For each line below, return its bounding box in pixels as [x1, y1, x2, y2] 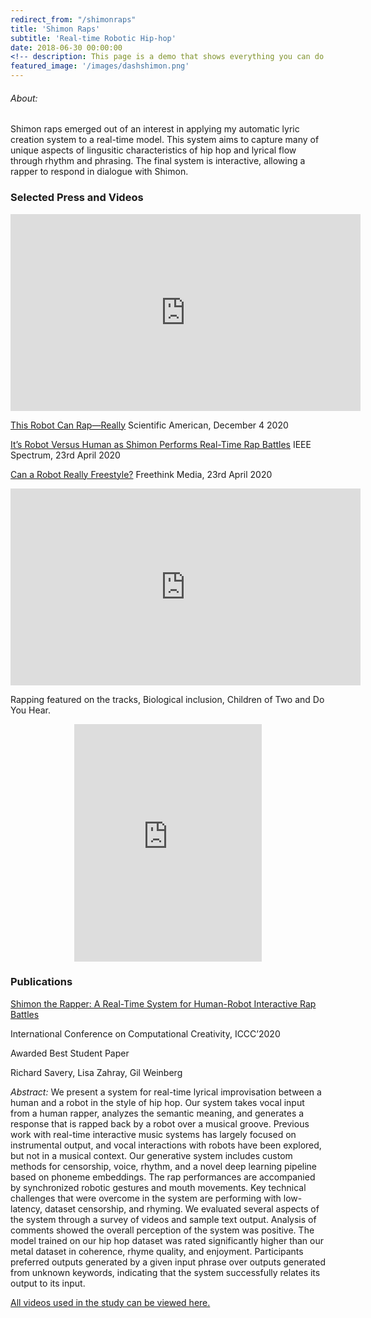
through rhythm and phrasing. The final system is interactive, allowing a [10, 155, 306, 167]
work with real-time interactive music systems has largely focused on [10, 1128, 297, 1140]
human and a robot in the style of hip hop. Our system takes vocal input [10, 1096, 305, 1108]
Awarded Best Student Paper [10, 1047, 130, 1059]
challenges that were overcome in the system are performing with [10, 1192, 282, 1204]
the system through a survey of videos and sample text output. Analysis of [10, 1213, 317, 1225]
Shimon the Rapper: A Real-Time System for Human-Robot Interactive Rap [10, 997, 317, 1010]
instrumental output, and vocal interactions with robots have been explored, [10, 1139, 322, 1151]
